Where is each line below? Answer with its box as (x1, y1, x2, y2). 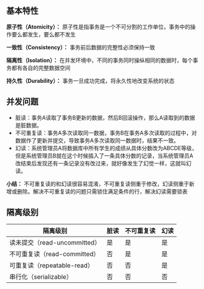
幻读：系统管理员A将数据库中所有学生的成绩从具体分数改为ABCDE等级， (15, 144, 198, 151)
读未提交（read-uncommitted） (9, 239, 101, 247)
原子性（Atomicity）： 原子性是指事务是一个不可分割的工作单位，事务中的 (6, 23, 191, 30)
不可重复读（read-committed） (9, 250, 100, 259)
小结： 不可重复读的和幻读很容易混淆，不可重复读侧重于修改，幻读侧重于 (6, 180, 189, 187)
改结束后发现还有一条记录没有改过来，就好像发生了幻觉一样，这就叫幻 (15, 159, 192, 167)
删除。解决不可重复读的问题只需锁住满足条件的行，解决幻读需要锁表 (16, 187, 188, 195)
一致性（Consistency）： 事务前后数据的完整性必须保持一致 (6, 43, 155, 50)
